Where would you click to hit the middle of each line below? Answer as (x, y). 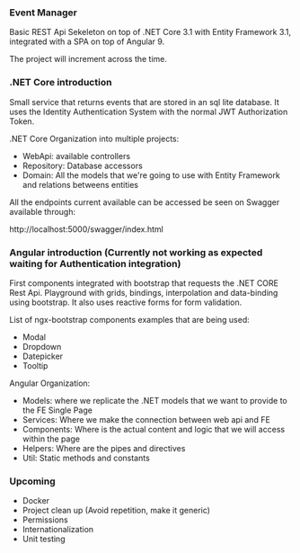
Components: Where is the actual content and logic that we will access (154, 429)
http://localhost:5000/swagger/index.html (86, 229)
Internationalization (58, 530)
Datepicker (43, 356)
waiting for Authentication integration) (95, 263)
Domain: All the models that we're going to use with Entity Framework (151, 175)
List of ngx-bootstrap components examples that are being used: (129, 319)
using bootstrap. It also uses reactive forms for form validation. (126, 302)
